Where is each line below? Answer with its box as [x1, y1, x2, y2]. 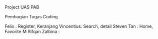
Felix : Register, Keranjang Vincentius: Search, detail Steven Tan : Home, [4, 23, 153, 29]
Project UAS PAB [4, 4, 39, 10]
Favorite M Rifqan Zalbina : [4, 29, 60, 34]
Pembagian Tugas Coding [4, 14, 58, 19]
